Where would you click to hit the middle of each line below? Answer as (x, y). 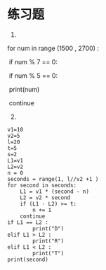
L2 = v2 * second (45, 198)
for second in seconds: (42, 185)
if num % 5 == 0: (33, 76)
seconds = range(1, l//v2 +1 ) (53, 179)
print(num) (24, 89)
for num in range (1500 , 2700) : (53, 48)
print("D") (48, 228)
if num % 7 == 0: (33, 61)
